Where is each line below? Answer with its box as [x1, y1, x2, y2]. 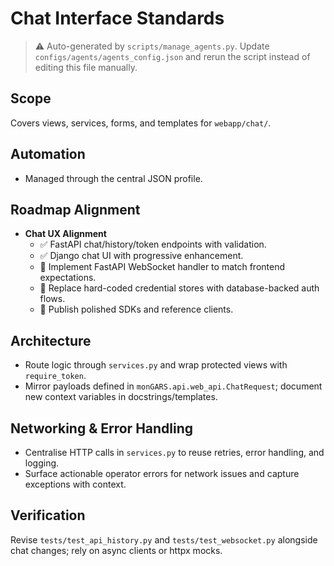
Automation [10, 146, 86, 163]
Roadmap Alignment [10, 201, 141, 218]
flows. [39, 293, 66, 305]
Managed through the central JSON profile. [24, 172, 203, 184]
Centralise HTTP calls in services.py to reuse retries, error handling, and [24, 447, 325, 458]
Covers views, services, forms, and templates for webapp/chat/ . [10, 117, 272, 129]
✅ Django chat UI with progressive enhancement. [39, 250, 244, 262]
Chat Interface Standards [10, 7, 225, 30]
